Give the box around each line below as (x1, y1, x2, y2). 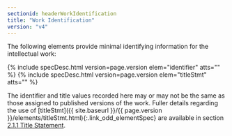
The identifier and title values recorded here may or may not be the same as (7, 91, 225, 100)
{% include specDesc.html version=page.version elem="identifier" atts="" (7, 63, 221, 72)
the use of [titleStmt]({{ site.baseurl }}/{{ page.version (7, 106, 162, 115)
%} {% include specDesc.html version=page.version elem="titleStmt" (7, 70, 207, 79)
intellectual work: (7, 50, 57, 58)
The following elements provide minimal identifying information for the (7, 43, 209, 51)
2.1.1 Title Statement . (7, 121, 66, 130)
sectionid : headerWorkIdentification (7, 10, 117, 17)
